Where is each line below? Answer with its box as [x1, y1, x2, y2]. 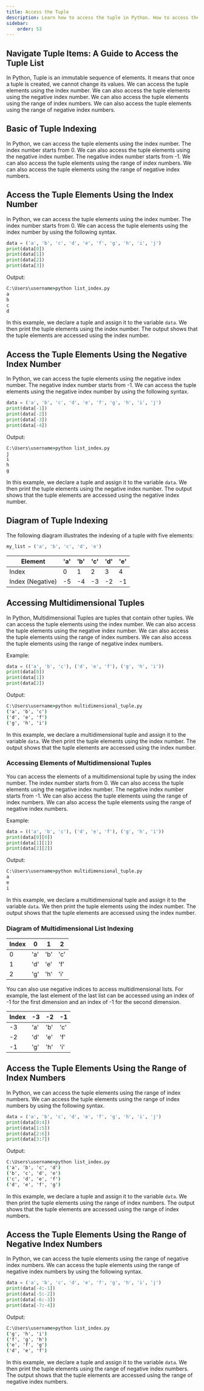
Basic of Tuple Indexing [6, 124, 97, 134]
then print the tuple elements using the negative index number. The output [6, 485, 192, 492]
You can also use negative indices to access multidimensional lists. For [6, 985, 183, 993]
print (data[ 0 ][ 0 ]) [6, 834, 53, 840]
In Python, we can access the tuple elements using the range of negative [6, 1255, 189, 1262]
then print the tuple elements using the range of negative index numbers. [6, 1365, 189, 1373]
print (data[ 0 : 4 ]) [6, 1119, 50, 1126]
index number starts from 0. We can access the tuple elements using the [6, 222, 188, 229]
